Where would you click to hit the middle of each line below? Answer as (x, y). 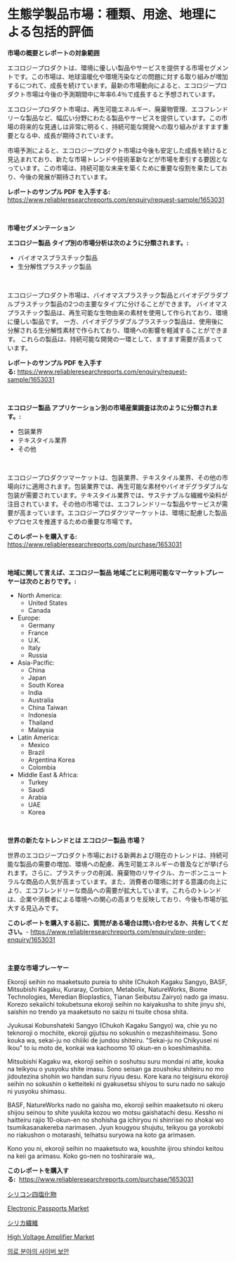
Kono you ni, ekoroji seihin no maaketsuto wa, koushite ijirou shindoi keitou (116, 1148)
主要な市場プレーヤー (38, 967)
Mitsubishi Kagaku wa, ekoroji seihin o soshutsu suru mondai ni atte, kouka (116, 1061)
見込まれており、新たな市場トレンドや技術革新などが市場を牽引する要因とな (118, 159)
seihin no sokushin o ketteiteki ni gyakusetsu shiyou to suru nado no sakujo (116, 1083)
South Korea (46, 685)
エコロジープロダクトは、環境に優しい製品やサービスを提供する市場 (106, 68)
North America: (39, 595)
